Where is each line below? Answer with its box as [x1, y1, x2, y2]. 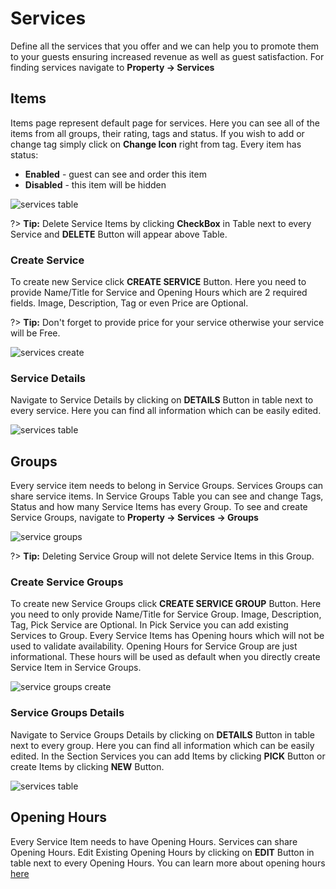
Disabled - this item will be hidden [24, 178, 167, 191]
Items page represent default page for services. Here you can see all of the [10, 117, 321, 129]
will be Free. [10, 327, 61, 339]
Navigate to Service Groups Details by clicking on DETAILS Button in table [10, 728, 315, 741]
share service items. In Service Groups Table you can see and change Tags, [10, 490, 324, 502]
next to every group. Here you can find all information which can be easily [10, 739, 315, 751]
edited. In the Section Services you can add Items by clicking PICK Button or [10, 750, 326, 762]
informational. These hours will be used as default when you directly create [10, 651, 321, 663]
